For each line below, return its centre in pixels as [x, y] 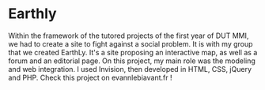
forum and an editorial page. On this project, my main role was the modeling [132, 61]
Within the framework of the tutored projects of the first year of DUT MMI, [129, 36]
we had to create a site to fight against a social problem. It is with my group [131, 43]
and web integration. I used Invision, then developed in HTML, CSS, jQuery [130, 69]
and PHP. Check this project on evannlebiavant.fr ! [90, 77]
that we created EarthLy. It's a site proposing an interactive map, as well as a [133, 52]
